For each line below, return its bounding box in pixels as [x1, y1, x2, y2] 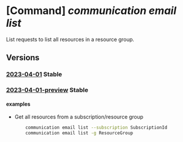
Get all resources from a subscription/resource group [14, 113, 144, 120]
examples [6, 101, 30, 108]
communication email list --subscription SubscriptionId [25, 124, 168, 131]
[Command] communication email [6, 4, 177, 18]
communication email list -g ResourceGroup [25, 130, 133, 136]
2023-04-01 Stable [6, 70, 63, 78]
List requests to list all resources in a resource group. [6, 36, 135, 43]
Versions [6, 53, 40, 63]
